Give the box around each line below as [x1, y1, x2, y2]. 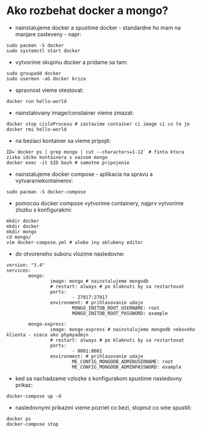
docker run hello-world [6, 98, 67, 104]
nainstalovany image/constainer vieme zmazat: [15, 109, 134, 117]
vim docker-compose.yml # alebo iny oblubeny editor [6, 239, 144, 245]
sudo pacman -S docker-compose [6, 188, 86, 195]
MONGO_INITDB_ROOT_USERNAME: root [71, 305, 160, 311]
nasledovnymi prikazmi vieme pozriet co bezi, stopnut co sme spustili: [15, 404, 192, 411]
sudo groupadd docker [6, 70, 62, 77]
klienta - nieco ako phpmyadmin [6, 332, 89, 338]
